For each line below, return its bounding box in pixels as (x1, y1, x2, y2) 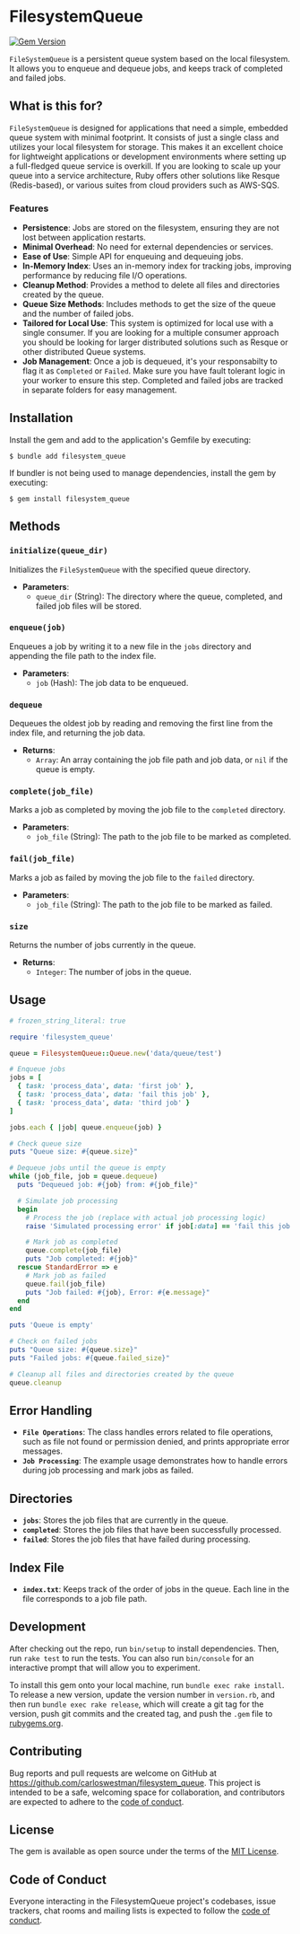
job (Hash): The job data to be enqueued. (35, 677, 189, 688)
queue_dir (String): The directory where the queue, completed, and (35, 591, 284, 602)
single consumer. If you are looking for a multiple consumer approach (21, 328, 279, 338)
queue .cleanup (9, 1378, 63, 1387)
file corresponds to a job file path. (21, 1594, 148, 1604)
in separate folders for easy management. (21, 384, 177, 396)
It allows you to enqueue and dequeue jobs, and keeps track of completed (9, 63, 284, 74)
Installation (9, 410, 73, 426)
